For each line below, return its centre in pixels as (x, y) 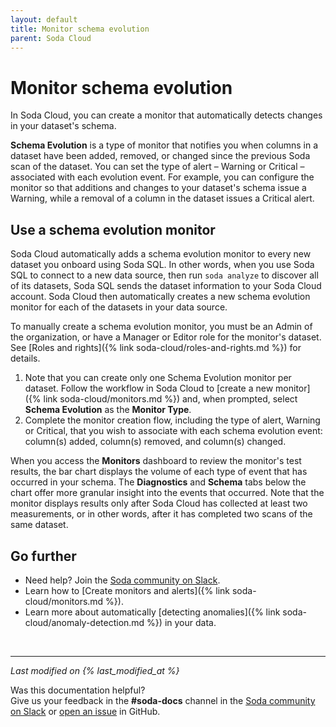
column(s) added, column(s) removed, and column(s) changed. (155, 442)
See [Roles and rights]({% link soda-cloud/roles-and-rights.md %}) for (156, 348)
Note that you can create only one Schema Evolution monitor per (158, 378)
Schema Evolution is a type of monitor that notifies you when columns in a (164, 145)
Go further (43, 556)
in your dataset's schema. (63, 126)
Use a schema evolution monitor (113, 229)
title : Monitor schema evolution (80, 29)
